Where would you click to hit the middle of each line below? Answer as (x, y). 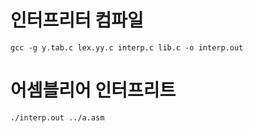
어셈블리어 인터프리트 (93, 90)
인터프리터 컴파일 (77, 20)
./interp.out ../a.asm (57, 117)
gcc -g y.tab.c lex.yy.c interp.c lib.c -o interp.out (127, 47)
